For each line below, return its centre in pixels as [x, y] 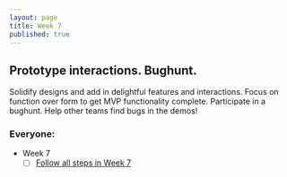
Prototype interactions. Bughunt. [103, 70]
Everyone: [32, 134]
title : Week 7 [36, 26]
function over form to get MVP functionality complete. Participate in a [138, 101]
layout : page [34, 17]
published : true [39, 34]
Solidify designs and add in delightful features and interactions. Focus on [144, 92]
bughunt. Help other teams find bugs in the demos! [104, 111]
